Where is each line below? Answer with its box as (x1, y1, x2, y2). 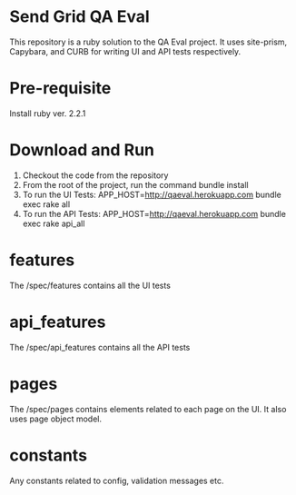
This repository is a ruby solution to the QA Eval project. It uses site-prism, (9, 36, 288, 47)
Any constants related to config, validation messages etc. (9, 475, 224, 486)
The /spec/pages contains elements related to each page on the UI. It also (9, 403, 287, 414)
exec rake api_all (22, 218, 85, 229)
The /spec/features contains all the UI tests (9, 280, 171, 291)
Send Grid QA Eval (9, 6, 150, 27)
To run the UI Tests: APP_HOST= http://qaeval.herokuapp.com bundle (22, 189, 281, 200)
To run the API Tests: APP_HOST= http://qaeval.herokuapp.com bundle (22, 208, 286, 219)
